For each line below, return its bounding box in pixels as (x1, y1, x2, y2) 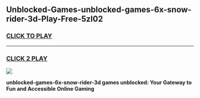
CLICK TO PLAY (6, 32, 52, 40)
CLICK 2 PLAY (6, 54, 48, 62)
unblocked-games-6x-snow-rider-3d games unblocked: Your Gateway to (6, 78, 192, 86)
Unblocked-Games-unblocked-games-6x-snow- (6, 5, 192, 15)
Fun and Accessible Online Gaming (6, 85, 95, 92)
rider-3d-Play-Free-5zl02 (6, 14, 103, 24)
